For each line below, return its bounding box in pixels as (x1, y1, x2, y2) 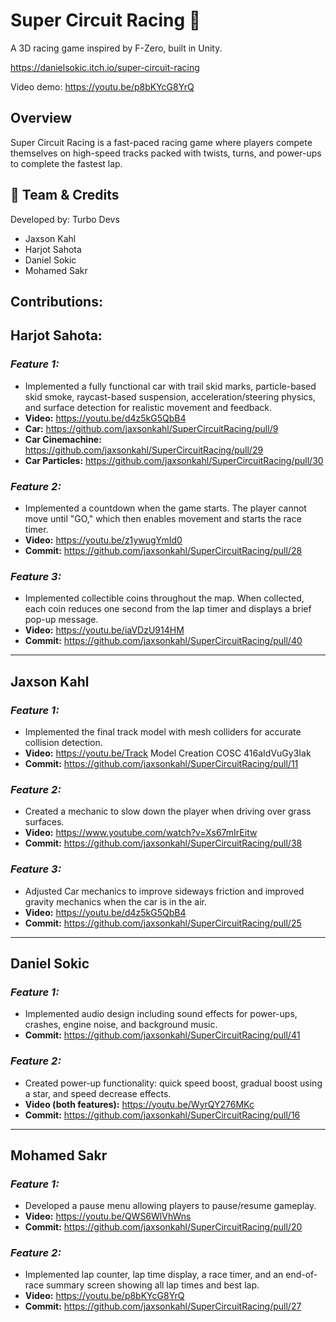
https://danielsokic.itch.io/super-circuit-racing (10, 61, 200, 73)
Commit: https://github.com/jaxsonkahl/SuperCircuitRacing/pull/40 (24, 635, 303, 647)
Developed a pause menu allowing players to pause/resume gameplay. (24, 1200, 317, 1212)
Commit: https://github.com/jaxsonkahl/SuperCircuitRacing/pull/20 (24, 1221, 303, 1233)
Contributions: (10, 293, 103, 310)
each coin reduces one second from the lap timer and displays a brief (24, 603, 312, 615)
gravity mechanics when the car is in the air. (24, 895, 208, 908)
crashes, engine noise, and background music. (24, 1019, 218, 1031)
